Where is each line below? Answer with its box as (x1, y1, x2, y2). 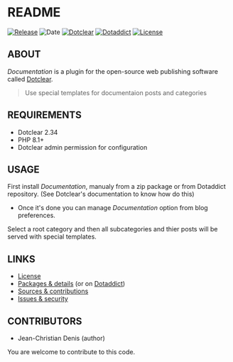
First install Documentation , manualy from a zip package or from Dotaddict (7, 182, 226, 191)
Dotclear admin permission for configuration (17, 143, 148, 151)
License (17, 272, 41, 280)
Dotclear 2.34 (17, 128, 58, 136)
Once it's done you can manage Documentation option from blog (17, 204, 208, 212)
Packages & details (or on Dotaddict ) (17, 280, 126, 288)
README (7, 4, 61, 21)
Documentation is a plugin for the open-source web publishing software (7, 67, 219, 75)
